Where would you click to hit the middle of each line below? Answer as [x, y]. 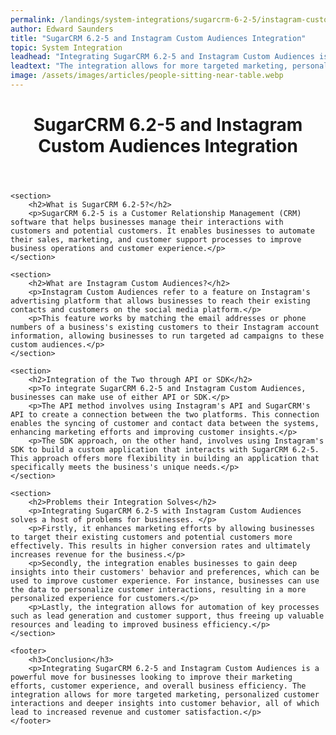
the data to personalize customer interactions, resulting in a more [158, 590]
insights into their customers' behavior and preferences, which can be [165, 572]
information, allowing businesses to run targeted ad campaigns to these [167, 336]
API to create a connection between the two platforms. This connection [165, 415]
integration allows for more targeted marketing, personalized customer [165, 695]
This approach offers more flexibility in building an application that [165, 459]
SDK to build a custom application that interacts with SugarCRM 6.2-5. [165, 450]
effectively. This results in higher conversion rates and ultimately [160, 546]
